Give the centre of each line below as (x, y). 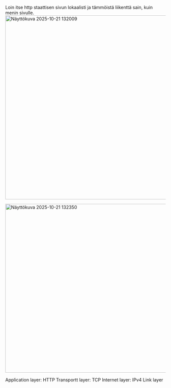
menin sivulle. (20, 13)
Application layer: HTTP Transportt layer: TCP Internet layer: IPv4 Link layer (84, 380)
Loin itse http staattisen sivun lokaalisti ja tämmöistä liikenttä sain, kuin (79, 7)
